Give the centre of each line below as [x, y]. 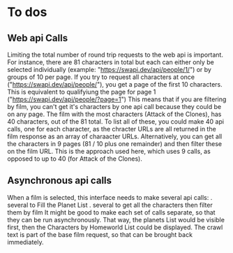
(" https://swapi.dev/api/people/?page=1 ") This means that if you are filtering [117, 99]
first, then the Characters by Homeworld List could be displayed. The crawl [115, 227]
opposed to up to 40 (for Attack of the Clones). [75, 159]
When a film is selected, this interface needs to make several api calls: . [110, 197]
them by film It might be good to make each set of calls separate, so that [111, 212]
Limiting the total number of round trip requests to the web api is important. [115, 55]
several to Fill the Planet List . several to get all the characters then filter [110, 205]
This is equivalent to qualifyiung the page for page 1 [82, 92]
